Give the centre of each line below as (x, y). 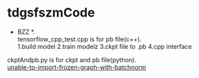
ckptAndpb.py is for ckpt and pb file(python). (72, 59)
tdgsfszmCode (51, 13)
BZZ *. (26, 32)
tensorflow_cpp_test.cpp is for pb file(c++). (79, 39)
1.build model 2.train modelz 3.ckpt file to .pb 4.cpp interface (105, 46)
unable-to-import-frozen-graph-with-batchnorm (77, 67)
